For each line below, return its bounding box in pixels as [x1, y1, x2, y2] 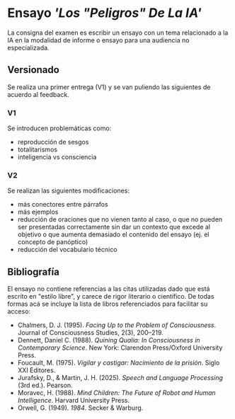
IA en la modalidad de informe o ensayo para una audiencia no [7, 35, 190, 44]
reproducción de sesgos [17, 138, 89, 147]
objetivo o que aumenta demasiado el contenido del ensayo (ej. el [17, 230, 210, 239]
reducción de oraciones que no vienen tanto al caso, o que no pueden [17, 215, 223, 224]
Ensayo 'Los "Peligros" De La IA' [7, 5, 202, 21]
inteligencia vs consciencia [17, 153, 97, 161]
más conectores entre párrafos [17, 200, 108, 209]
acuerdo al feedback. [7, 90, 69, 98]
